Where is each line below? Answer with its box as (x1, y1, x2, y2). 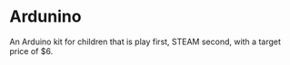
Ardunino (9, 6, 82, 27)
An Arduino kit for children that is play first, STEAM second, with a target (9, 36, 282, 47)
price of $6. (9, 45, 54, 56)
